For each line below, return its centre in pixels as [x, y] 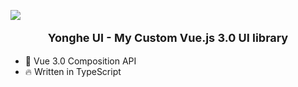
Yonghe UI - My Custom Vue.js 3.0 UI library [168, 38]
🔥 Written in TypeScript [73, 71]
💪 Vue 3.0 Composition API [80, 61]
